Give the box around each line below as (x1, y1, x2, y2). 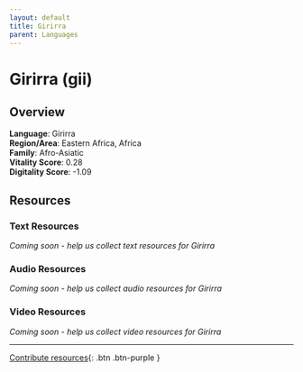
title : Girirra (9, 22, 67, 31)
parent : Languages (9, 30, 78, 39)
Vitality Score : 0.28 (9, 157, 83, 168)
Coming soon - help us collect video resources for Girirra (9, 326, 222, 337)
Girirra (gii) (9, 68, 93, 89)
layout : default (9, 13, 70, 23)
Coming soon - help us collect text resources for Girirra (9, 240, 215, 251)
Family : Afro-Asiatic (9, 148, 84, 159)
